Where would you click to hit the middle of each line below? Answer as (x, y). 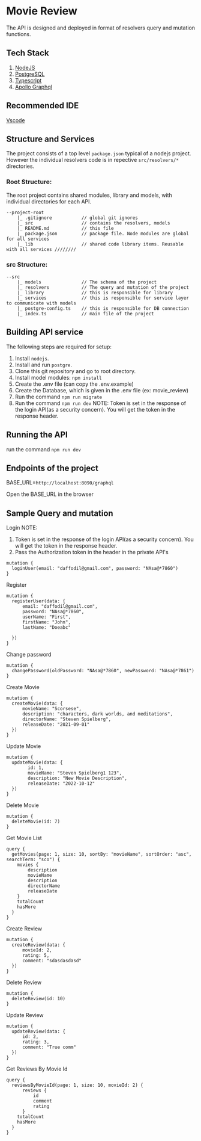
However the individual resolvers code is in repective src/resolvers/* (92, 160)
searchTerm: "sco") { (33, 860)
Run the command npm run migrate (58, 397)
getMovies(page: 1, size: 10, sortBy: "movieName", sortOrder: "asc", (102, 855)
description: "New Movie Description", (78, 778)
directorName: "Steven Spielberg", (67, 719)
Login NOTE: (22, 528)
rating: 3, (36, 1042)
